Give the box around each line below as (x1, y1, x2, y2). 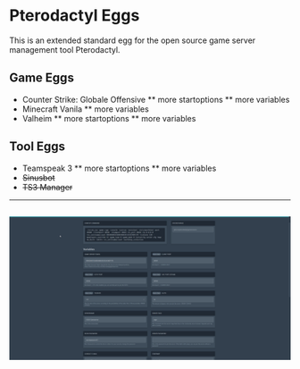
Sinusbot (21, 172, 55, 183)
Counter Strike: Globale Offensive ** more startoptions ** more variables (21, 94, 290, 105)
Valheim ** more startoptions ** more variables (21, 113, 196, 123)
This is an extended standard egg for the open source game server (9, 35, 256, 46)
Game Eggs (9, 71, 74, 86)
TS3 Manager (21, 181, 73, 192)
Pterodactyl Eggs (9, 5, 140, 26)
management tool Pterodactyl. (9, 44, 121, 55)
